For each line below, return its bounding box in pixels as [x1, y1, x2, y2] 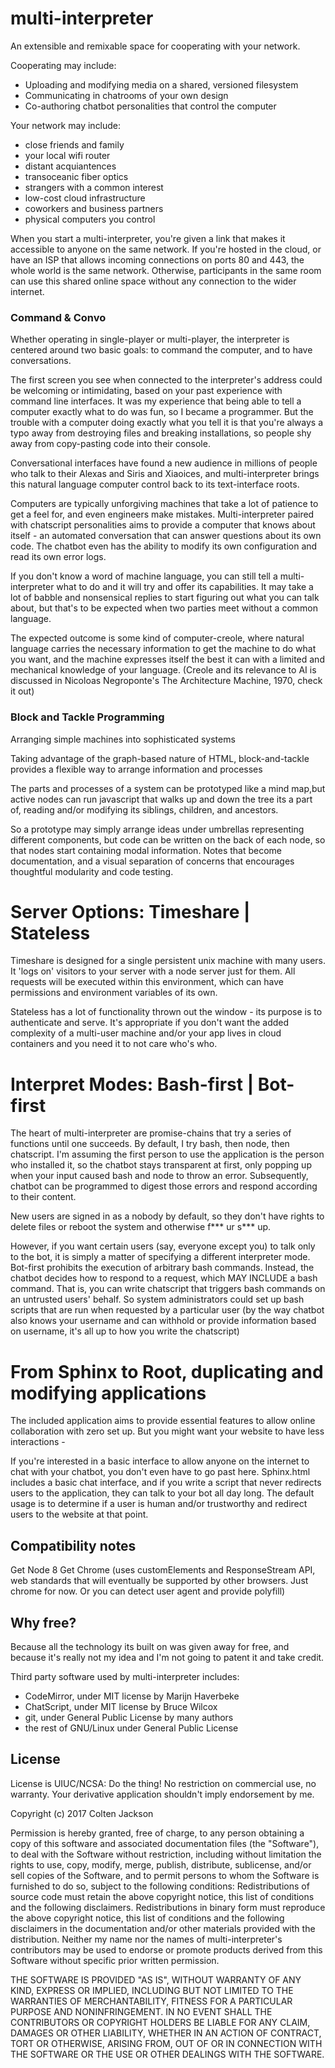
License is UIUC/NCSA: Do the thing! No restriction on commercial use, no [10, 1777, 317, 1789]
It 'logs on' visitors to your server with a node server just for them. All [10, 965, 296, 977]
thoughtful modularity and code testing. [10, 865, 174, 877]
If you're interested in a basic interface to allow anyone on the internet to [10, 1455, 310, 1467]
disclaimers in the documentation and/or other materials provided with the [10, 1922, 316, 1934]
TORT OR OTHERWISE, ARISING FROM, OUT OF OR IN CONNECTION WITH [10, 2037, 323, 2049]
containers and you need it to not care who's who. [10, 1038, 218, 1050]
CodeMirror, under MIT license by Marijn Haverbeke [24, 1690, 240, 1702]
